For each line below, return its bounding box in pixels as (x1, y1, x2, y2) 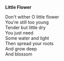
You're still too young (5, 19, 49, 25)
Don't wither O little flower (5, 14, 59, 19)
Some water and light (5, 35, 49, 41)
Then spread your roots (5, 40, 54, 46)
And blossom (5, 51, 32, 57)
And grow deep (5, 46, 37, 51)
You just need (5, 30, 33, 35)
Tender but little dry (5, 24, 46, 30)
